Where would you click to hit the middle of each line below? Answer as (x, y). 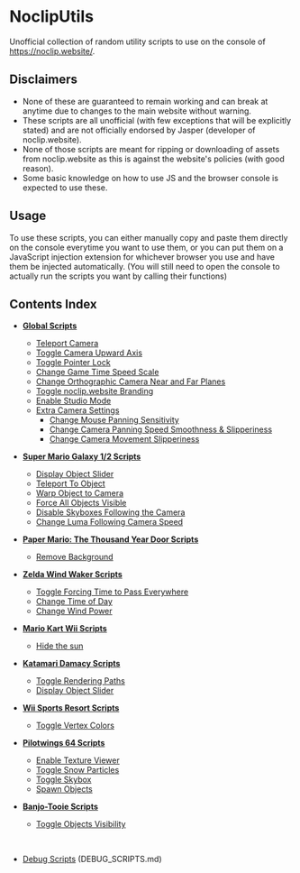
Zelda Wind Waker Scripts (73, 574)
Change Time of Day (74, 602)
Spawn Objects (64, 789)
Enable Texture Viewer (77, 760)
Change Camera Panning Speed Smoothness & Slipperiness (161, 429)
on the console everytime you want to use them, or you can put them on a (146, 247)
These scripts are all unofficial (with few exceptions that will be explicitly (156, 120)
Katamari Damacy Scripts (71, 664)
